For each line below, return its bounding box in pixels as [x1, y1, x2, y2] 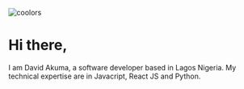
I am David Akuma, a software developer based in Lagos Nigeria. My [8, 62, 237, 72]
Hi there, [8, 36, 68, 54]
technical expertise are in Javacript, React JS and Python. [8, 71, 201, 81]
